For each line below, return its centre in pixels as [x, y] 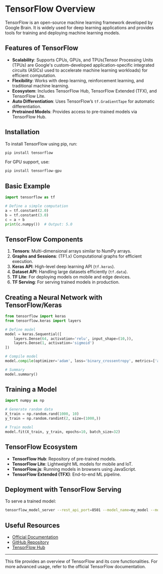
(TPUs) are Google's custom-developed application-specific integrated [83, 65]
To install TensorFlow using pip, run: [41, 144]
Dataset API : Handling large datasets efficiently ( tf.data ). [70, 272]
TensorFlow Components [44, 239]
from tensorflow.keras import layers [43, 321]
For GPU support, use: [27, 162]
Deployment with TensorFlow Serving [63, 490]
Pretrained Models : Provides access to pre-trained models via [74, 111]
